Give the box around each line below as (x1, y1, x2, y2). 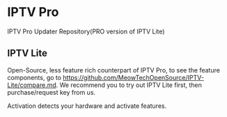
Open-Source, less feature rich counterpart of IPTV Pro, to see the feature (7, 65, 221, 74)
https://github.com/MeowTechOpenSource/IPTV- (62, 73, 204, 81)
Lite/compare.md (7, 81, 57, 89)
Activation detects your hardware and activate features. (7, 102, 167, 110)
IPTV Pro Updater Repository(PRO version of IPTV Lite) (7, 27, 165, 36)
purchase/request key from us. (7, 88, 96, 96)
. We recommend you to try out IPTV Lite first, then (56, 81, 202, 89)
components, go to (7, 73, 61, 81)
